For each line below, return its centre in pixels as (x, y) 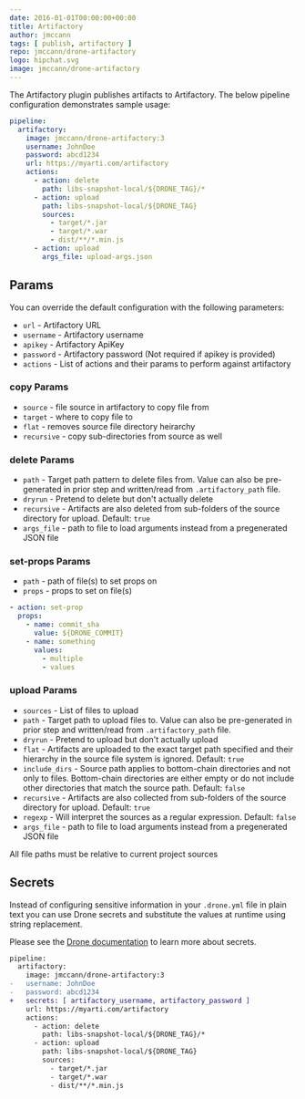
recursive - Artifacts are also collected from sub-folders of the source (154, 797)
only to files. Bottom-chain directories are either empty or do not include (158, 778)
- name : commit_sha (63, 625)
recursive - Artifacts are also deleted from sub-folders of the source (151, 509)
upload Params (43, 690)
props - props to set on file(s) (77, 591)
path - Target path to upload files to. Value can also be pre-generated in (158, 720)
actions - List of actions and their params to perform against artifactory (157, 363)
